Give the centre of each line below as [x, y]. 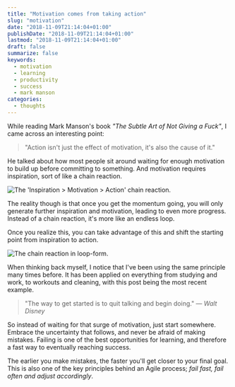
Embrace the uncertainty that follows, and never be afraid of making [107, 332]
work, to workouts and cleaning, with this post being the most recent [107, 282]
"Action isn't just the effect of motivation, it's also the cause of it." [120, 147]
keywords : [22, 60]
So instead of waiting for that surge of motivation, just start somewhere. [112, 324]
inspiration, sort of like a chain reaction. [65, 176]
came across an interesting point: [56, 133]
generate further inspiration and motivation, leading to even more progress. [117, 211]
